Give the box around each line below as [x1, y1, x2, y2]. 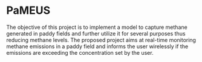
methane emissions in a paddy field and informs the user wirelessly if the [6, 43, 189, 50]
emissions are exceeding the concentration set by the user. [6, 49, 154, 56]
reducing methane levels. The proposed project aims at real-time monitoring [6, 36, 197, 43]
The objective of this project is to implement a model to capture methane [6, 23, 187, 31]
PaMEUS [6, 4, 50, 17]
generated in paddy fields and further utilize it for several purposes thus [6, 29, 186, 37]
